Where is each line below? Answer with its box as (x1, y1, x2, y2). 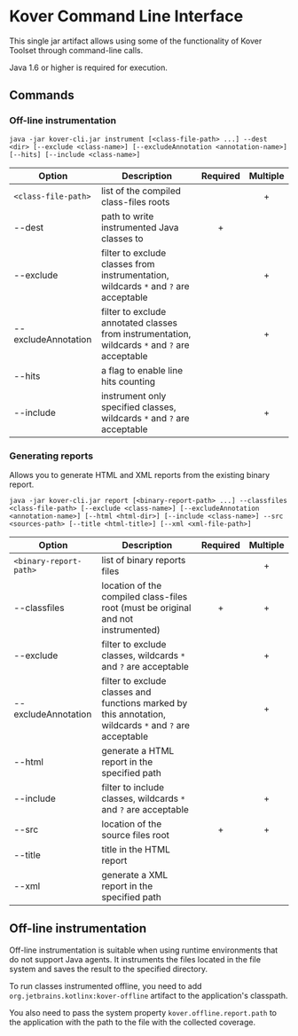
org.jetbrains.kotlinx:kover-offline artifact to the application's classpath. (9, 990, 288, 1001)
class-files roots (100, 195, 170, 208)
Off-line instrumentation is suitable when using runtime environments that (9, 945, 278, 955)
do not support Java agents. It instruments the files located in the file (9, 954, 262, 964)
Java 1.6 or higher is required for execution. (9, 62, 169, 73)
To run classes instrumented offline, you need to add (9, 980, 202, 991)
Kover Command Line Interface (9, 6, 244, 27)
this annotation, (101, 708, 167, 720)
